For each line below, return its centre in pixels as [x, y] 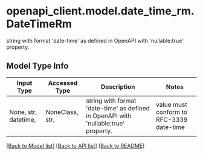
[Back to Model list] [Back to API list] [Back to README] [76, 145]
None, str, [23, 112]
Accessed [63, 83]
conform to [172, 112]
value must [172, 104]
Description [118, 87]
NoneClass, [62, 112]
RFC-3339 [172, 119]
